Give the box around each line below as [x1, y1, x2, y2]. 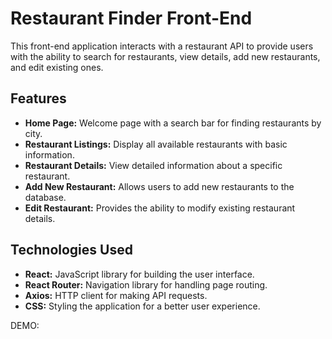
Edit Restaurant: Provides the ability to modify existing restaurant [24, 202, 296, 214]
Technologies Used [10, 242, 133, 259]
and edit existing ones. [10, 61, 104, 73]
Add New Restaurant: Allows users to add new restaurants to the [24, 180, 295, 192]
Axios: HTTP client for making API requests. [24, 289, 208, 301]
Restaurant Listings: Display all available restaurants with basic [24, 138, 288, 150]
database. [24, 191, 67, 203]
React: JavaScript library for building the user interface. [24, 268, 255, 280]
